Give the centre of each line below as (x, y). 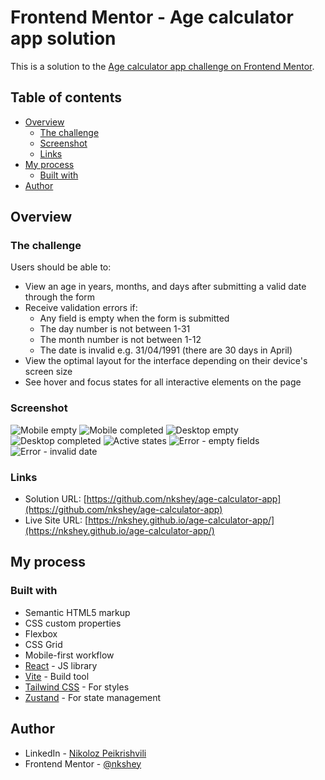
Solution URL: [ (55, 499)
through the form (60, 297)
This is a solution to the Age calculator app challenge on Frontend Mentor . (162, 66)
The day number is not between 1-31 (115, 329)
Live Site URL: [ (56, 520)
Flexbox (41, 633)
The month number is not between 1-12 (120, 340)
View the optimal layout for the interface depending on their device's (166, 361)
